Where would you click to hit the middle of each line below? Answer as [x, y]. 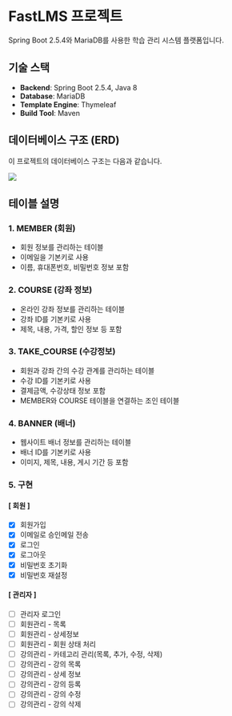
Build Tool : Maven [50, 113]
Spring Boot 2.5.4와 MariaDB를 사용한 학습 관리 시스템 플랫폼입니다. [116, 40]
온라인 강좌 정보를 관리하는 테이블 [72, 309]
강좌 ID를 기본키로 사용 [56, 319]
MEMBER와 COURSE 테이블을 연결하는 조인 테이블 [100, 400]
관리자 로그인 [40, 614]
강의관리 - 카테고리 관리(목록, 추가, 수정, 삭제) [91, 654]
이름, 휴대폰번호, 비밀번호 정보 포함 [74, 267]
